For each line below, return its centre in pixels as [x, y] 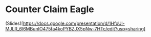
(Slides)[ [14, 23]
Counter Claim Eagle [50, 9]
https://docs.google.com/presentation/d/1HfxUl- [74, 23]
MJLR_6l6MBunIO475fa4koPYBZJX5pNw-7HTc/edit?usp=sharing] [75, 28]
